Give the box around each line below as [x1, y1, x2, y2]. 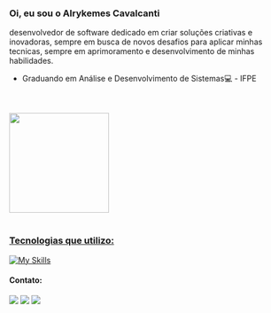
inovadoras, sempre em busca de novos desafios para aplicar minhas [9, 36, 263, 47]
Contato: [9, 275, 43, 286]
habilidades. [9, 56, 54, 67]
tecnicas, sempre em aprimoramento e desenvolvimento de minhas [9, 46, 255, 57]
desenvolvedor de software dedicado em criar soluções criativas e [9, 27, 253, 38]
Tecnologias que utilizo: [9, 234, 115, 246]
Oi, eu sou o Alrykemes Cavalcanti [9, 7, 160, 20]
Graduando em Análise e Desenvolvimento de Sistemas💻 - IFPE [21, 74, 257, 84]
